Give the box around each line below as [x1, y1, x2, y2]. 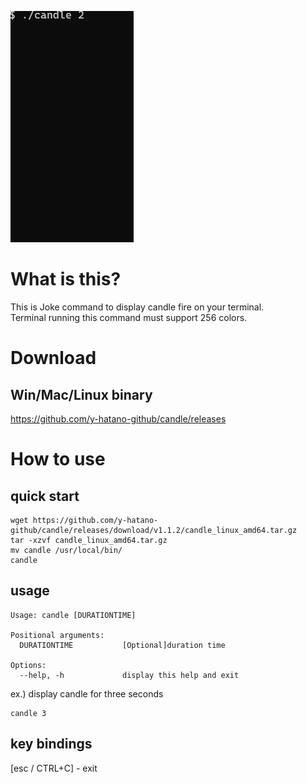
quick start [10, 487, 80, 505]
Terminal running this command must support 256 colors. [10, 311, 248, 323]
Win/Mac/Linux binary [10, 386, 153, 403]
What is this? [10, 268, 122, 291]
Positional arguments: [10, 630, 105, 640]
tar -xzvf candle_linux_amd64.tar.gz [10, 535, 168, 545]
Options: [10, 660, 47, 670]
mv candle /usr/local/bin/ [10, 545, 123, 555]
